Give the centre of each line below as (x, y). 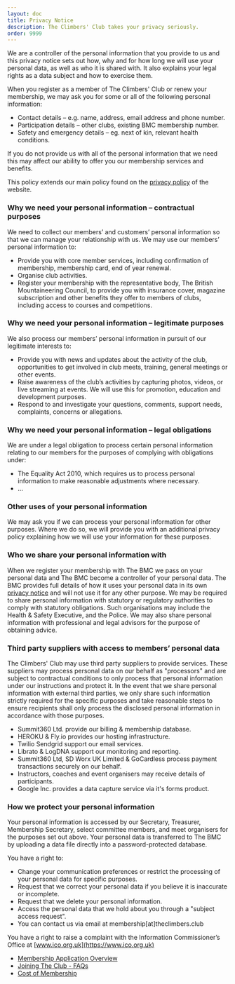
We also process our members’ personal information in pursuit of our (107, 338)
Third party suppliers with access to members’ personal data (113, 648)
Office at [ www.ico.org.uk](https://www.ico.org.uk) (81, 945)
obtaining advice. (32, 630)
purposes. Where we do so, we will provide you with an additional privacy (114, 530)
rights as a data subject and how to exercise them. (80, 76)
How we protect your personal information (81, 807)
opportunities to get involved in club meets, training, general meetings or (122, 367)
